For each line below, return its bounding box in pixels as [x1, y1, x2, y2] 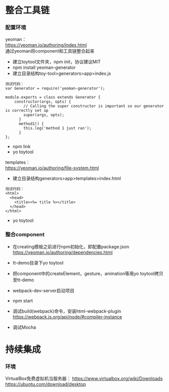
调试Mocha [12, 324, 36, 330]
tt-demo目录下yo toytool [12, 259, 64, 266]
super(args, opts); [23, 112, 65, 118]
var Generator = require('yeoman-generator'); [5, 86, 105, 91]
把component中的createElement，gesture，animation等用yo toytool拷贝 [12, 270, 163, 276]
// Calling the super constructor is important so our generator [23, 104, 164, 109]
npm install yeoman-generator [12, 64, 76, 71]
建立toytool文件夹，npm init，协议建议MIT [12, 59, 101, 65]
